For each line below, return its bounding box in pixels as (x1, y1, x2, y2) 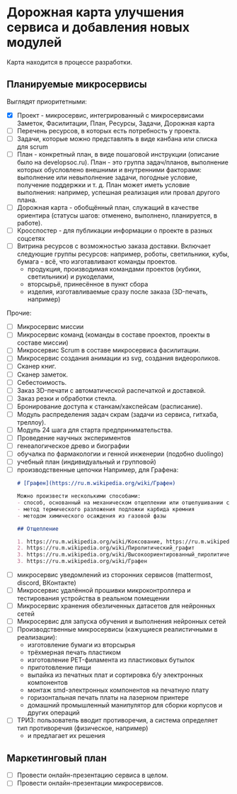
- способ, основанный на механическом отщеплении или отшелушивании (16, 499, 224, 506)
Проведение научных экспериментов (16, 433, 132, 442)
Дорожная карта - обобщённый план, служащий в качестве (16, 203, 200, 211)
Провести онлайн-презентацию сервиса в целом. (16, 771, 168, 780)
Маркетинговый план (6, 752, 108, 764)
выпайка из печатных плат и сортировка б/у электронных (27, 671, 203, 679)
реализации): (16, 633, 57, 642)
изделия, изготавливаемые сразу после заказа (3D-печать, (27, 288, 208, 296)
